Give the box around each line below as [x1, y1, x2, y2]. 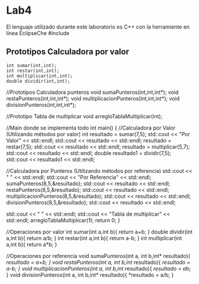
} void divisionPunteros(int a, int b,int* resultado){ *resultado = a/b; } [6, 271, 174, 278]
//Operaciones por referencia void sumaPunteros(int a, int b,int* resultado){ [6, 252, 191, 259]
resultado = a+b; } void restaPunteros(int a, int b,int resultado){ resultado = [6, 258, 191, 266]
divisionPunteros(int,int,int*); [6, 101, 76, 108]
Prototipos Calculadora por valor [6, 47, 129, 57]
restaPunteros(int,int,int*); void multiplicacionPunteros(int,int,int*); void [6, 94, 180, 102]
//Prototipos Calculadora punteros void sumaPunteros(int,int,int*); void [6, 89, 179, 96]
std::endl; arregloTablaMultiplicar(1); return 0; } [6, 216, 121, 223]
